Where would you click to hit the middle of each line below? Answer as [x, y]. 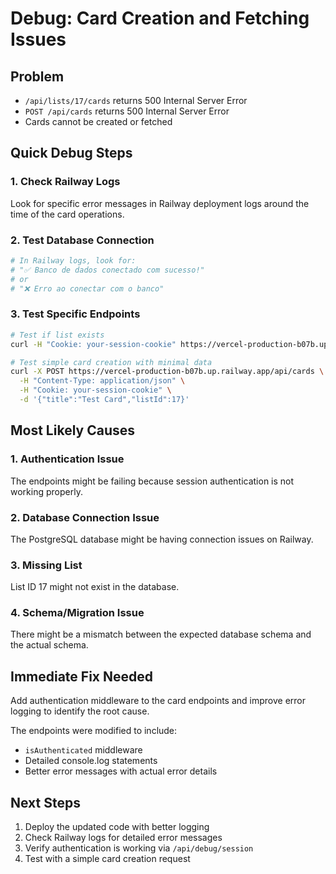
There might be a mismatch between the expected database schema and [161, 634]
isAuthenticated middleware [83, 750]
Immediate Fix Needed [82, 676]
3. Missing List [46, 565]
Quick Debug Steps [71, 153]
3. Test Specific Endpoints [75, 314]
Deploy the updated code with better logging [117, 827]
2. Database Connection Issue [85, 517]
